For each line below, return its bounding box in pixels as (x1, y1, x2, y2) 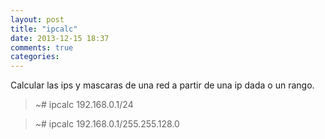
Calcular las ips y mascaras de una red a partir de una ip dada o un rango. (10, 79, 315, 91)
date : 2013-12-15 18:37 (10, 33, 110, 43)
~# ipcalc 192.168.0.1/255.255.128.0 (34, 118, 180, 130)
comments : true (10, 42, 74, 53)
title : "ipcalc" (10, 24, 78, 34)
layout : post (10, 14, 65, 25)
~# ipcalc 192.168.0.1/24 (34, 99, 134, 111)
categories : (10, 52, 60, 62)
